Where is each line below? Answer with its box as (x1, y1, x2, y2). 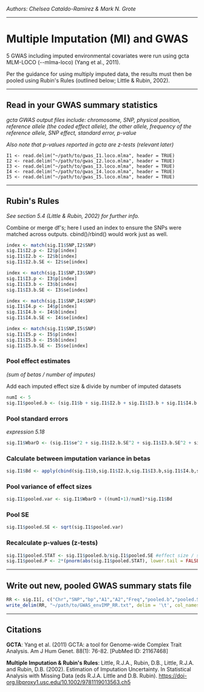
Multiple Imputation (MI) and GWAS (6, 32, 189, 46)
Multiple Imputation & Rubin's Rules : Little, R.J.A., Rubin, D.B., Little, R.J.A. (6, 659, 194, 667)
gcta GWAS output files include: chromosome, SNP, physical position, (6, 116, 181, 123)
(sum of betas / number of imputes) (6, 370, 96, 378)
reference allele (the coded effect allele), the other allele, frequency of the (6, 123, 192, 130)
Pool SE (6, 511, 29, 519)
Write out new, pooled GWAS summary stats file (6, 580, 192, 591)
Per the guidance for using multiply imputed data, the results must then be (6, 70, 192, 78)
